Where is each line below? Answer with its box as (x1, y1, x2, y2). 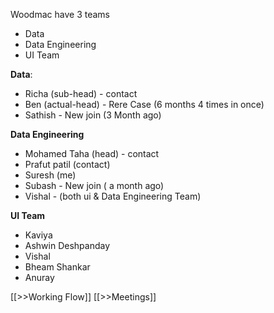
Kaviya (24, 229, 53, 241)
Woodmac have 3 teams (10, 9, 110, 20)
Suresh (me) (24, 169, 77, 181)
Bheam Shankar (24, 261, 91, 273)
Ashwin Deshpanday (24, 240, 111, 251)
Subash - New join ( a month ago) (24, 180, 165, 191)
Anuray (24, 272, 55, 283)
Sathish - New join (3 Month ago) (24, 109, 162, 121)
